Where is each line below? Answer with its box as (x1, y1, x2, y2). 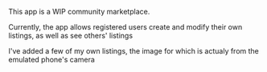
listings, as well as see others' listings (8, 31, 133, 40)
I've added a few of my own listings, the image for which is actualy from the (8, 46, 260, 55)
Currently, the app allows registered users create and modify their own (8, 22, 243, 31)
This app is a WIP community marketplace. (8, 7, 150, 16)
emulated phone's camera (8, 55, 95, 64)
